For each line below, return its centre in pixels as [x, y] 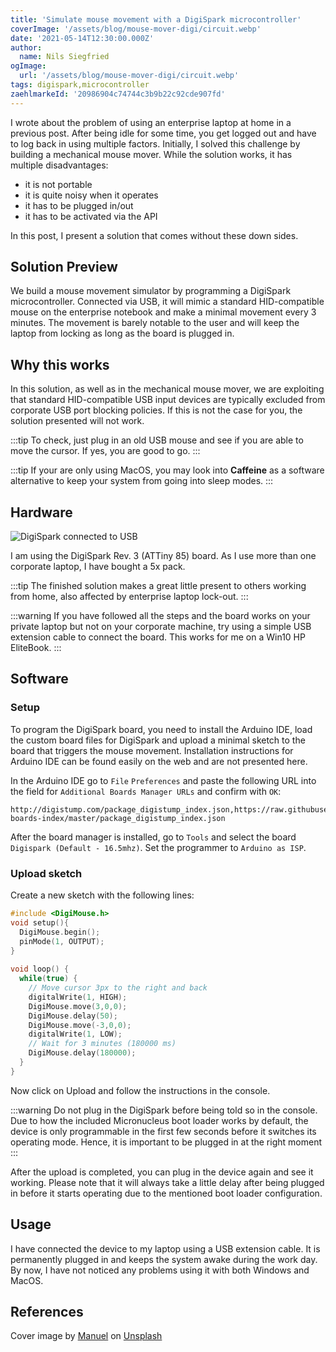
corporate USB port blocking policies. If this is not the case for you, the [156, 410]
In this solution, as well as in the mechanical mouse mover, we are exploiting [167, 389]
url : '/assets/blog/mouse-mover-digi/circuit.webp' [129, 76]
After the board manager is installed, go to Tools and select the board [153, 837]
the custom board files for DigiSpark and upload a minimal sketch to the [158, 740]
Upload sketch [46, 873]
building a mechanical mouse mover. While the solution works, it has [151, 154]
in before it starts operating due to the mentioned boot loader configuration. [166, 1193]
